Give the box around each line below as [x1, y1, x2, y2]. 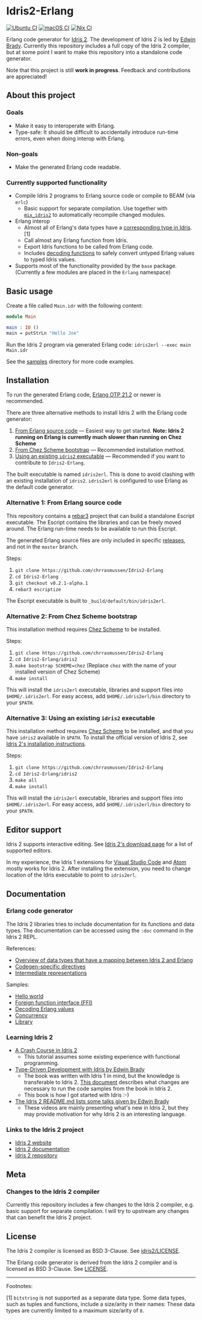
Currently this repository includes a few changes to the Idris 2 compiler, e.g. [6, 1201, 194, 1208]
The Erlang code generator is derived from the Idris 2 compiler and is [6, 1259, 177, 1266]
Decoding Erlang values [14, 1005, 75, 1012]
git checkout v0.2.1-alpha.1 [14, 580, 88, 586]
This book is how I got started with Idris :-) [23, 1092, 129, 1099]
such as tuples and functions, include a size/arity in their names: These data [6, 1300, 195, 1307]
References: [6, 944, 36, 952]
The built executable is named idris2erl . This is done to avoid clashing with [6, 470, 195, 478]
